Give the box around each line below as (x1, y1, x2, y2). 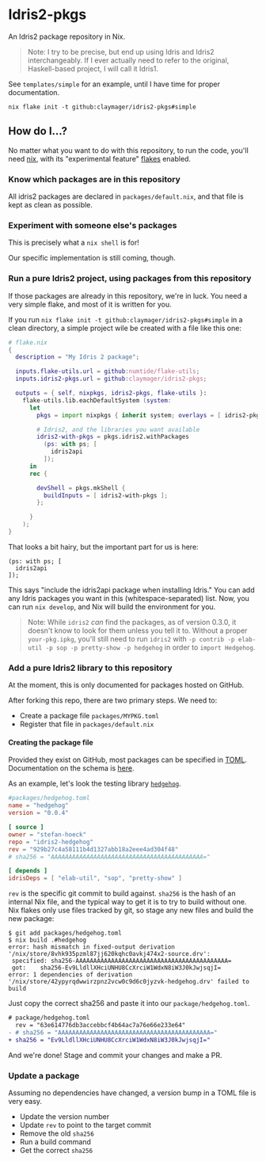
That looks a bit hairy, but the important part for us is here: (8, 542, 199, 551)
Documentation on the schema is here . (8, 763, 135, 773)
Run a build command (19, 1136, 91, 1146)
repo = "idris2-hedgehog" (8, 838, 93, 846)
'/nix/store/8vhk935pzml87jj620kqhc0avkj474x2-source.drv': (8, 950, 211, 958)
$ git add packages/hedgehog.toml (8, 929, 123, 938)
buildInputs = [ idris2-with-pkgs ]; (43, 491, 169, 500)
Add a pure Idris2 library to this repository (8, 662, 173, 673)
